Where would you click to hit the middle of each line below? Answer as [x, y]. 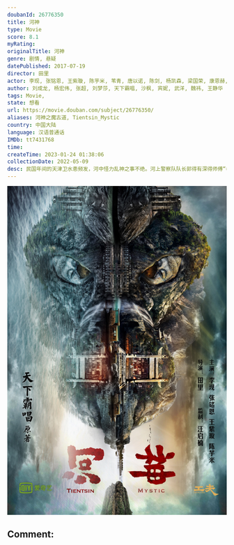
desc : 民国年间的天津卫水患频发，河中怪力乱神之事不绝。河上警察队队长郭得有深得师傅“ [117, 169]
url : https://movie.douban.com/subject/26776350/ [81, 110]
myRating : [22, 44]
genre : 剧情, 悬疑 [32, 59]
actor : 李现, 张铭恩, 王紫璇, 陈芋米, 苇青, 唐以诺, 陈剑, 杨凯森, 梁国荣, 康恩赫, [118, 81]
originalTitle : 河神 [36, 52]
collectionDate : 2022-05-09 [48, 162]
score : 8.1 [23, 37]
